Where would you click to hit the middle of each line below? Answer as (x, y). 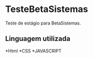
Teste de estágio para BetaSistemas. (43, 23)
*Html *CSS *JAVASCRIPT (33, 50)
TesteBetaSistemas (47, 9)
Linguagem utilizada (38, 39)
